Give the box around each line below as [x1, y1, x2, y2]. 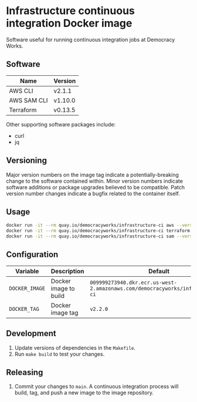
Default [148, 267, 170, 275]
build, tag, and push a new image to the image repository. [14, 389, 154, 396]
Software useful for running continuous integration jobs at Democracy [6, 36, 175, 43]
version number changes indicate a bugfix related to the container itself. [6, 190, 180, 197]
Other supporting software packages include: [6, 120, 116, 128]
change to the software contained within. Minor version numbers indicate [6, 177, 184, 185]
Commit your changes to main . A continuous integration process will [14, 383, 179, 390]
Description [50, 267, 84, 275]
